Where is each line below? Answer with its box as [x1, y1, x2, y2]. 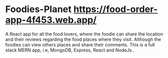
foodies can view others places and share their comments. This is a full [5, 41, 155, 47]
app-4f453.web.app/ [5, 14, 97, 26]
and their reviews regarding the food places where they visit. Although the [5, 36, 161, 42]
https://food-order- [73, 4, 158, 15]
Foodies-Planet [5, 4, 72, 15]
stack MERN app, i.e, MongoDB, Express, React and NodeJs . [5, 47, 134, 53]
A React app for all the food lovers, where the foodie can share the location [5, 31, 163, 37]
